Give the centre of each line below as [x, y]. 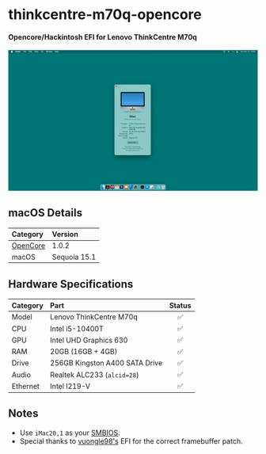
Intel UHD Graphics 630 [89, 340]
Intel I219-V [70, 386]
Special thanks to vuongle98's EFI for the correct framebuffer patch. [131, 441]
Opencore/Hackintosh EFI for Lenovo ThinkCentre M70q [103, 36]
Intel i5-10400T [77, 328]
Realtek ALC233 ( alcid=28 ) [95, 375]
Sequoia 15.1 [74, 257]
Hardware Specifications [71, 284]
